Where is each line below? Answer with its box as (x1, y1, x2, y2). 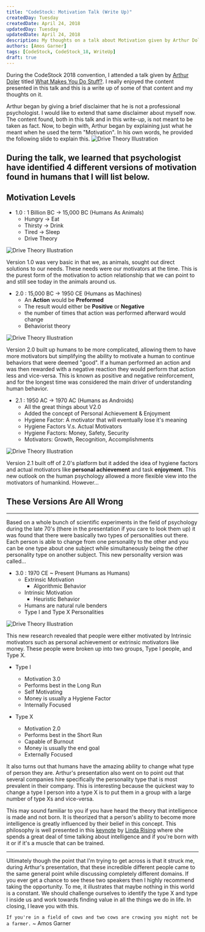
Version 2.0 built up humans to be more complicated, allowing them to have (6, 346, 196, 353)
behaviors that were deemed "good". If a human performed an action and (6, 359, 191, 366)
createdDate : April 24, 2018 (6, 20, 81, 26)
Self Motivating (24, 688, 63, 695)
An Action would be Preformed (24, 296, 104, 303)
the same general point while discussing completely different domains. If (6, 870, 189, 877)
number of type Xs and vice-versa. (6, 795, 95, 802)
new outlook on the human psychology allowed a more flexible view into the (6, 472, 197, 480)
